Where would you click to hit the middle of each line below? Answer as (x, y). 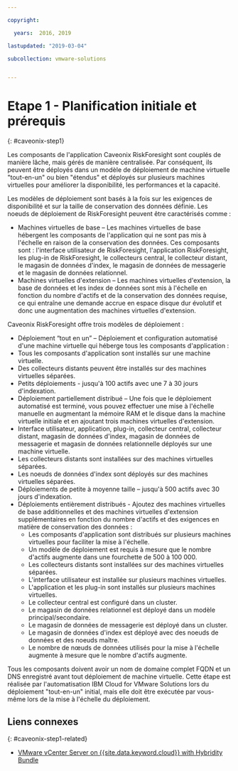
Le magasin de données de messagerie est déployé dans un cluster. (128, 625)
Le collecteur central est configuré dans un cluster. (103, 603)
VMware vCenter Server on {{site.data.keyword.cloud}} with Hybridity (120, 753)
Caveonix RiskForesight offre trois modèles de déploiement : (96, 325)
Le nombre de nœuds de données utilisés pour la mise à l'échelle (124, 648)
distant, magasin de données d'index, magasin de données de (109, 436)
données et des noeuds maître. (74, 640)
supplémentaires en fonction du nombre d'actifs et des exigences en (118, 519)
